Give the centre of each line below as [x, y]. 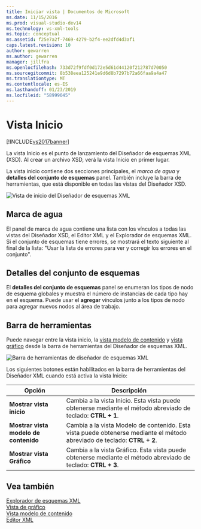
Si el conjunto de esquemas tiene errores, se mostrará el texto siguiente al [98, 241]
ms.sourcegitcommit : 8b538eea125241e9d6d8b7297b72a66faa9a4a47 [87, 73]
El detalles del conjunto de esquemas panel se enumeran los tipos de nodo [100, 288]
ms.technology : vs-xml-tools [42, 28]
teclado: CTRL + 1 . [92, 416]
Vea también [30, 486]
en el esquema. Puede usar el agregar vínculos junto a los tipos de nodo [96, 300]
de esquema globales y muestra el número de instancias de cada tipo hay [97, 294]
